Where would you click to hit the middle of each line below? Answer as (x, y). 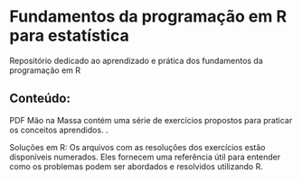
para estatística (69, 36)
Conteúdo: (40, 99)
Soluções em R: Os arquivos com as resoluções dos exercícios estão (137, 147)
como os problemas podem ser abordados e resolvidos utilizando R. (137, 166)
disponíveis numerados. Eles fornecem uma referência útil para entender (145, 157)
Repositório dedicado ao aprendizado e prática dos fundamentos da (137, 60)
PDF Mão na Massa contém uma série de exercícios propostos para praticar (151, 120)
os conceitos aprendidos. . (59, 130)
